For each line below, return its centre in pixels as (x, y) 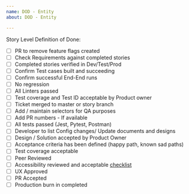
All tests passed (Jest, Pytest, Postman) (63, 125)
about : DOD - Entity (32, 17)
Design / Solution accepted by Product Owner (71, 138)
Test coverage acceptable (46, 151)
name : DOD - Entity (30, 12)
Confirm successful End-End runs (56, 77)
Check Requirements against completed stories (72, 58)
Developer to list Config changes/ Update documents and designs (95, 131)
